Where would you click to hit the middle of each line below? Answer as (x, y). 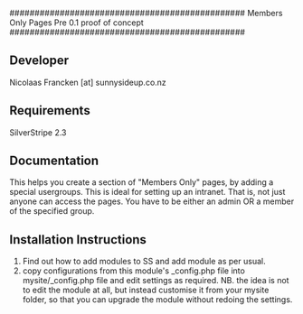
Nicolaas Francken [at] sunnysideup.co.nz (88, 82)
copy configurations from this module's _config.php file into (134, 271)
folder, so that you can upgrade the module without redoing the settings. (157, 300)
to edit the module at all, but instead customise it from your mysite (146, 290)
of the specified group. (52, 211)
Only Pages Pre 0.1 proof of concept (77, 23)
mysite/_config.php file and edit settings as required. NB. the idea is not (156, 281)
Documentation (54, 161)
